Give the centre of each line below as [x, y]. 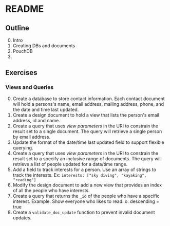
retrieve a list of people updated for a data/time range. [70, 164]
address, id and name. [36, 120]
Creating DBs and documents [44, 46]
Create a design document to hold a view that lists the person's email [86, 115]
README [25, 9]
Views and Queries [30, 87]
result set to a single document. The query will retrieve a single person [87, 131]
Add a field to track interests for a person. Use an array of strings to [84, 169]
